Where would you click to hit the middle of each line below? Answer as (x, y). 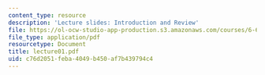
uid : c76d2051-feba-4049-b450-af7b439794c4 (81, 59)
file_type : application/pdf (54, 37)
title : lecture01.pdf (44, 52)
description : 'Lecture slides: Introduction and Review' (104, 23)
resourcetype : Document (47, 45)
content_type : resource (47, 15)
